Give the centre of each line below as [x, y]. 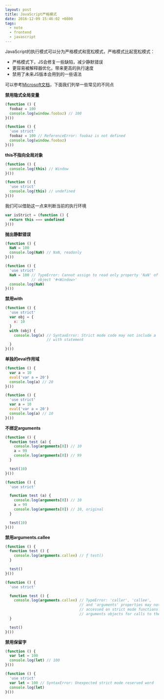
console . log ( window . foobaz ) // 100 [46, 113]
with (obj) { [23, 331]
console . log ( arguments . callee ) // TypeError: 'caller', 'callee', [83, 601]
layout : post [18, 10]
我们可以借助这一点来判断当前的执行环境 [46, 206]
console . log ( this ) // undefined [42, 192]
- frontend [20, 32]
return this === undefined [37, 219]
